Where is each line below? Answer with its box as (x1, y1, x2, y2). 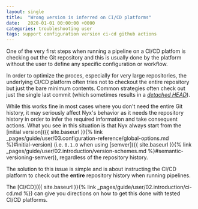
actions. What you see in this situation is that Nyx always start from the (6, 122, 182, 129)
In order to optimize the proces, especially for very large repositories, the (6, 72, 187, 79)
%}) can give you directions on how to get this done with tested (23, 190, 181, 197)
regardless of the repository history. (59, 154, 148, 161)
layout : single (6, 8, 44, 15)
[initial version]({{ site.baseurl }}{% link (6, 129, 103, 136)
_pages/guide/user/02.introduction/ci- (97, 184, 192, 191)
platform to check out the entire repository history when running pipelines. (6, 172, 191, 179)
